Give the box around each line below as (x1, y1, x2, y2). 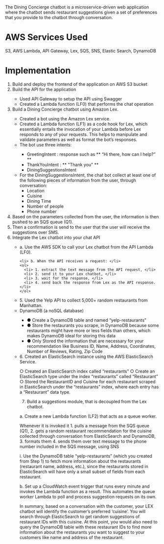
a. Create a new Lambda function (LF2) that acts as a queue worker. (19, 413, 157, 419)
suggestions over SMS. (12, 229, 59, 235)
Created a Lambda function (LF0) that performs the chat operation (19, 101, 154, 107)
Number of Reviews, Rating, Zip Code (26, 348, 103, 354)
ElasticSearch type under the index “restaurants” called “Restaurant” (19, 373, 158, 379)
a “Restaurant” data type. (19, 389, 71, 395)
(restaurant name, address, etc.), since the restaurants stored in (19, 463, 148, 469)
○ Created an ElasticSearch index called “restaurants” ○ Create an (19, 368, 155, 374)
